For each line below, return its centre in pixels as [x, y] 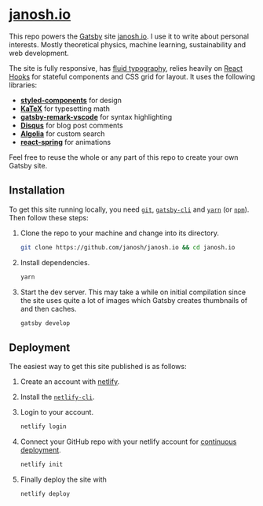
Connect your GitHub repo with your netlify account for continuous [128, 441]
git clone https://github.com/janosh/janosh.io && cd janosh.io [128, 247]
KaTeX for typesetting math [65, 109]
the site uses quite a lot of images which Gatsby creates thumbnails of [134, 300]
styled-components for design [71, 100]
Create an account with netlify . [70, 382]
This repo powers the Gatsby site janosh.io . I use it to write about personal [129, 36]
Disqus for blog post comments [72, 125]
